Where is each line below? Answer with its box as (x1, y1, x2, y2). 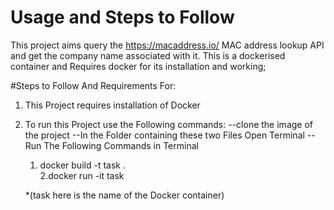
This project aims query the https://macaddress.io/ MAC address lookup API (10, 39, 325, 51)
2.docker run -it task (39, 169, 125, 181)
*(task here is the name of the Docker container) (24, 189, 225, 201)
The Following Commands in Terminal (43, 139, 199, 151)
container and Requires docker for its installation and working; (10, 60, 267, 72)
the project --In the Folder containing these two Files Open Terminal (24, 129, 305, 141)
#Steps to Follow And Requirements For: (10, 79, 177, 91)
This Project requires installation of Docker (24, 99, 201, 111)
